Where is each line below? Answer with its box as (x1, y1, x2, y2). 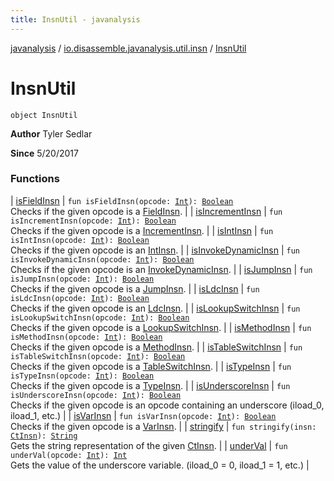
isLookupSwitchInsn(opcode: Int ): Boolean (10, 312, 190, 323)
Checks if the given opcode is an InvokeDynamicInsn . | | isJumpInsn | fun (10, 263, 313, 275)
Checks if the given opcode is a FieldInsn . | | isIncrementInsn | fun (10, 205, 283, 217)
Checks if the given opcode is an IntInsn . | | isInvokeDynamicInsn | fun (10, 244, 300, 256)
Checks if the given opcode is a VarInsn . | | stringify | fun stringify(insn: (10, 420, 317, 432)
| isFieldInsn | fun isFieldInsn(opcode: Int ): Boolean (10, 194, 234, 206)
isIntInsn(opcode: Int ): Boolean (10, 235, 150, 245)
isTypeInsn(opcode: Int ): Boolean (10, 371, 155, 381)
